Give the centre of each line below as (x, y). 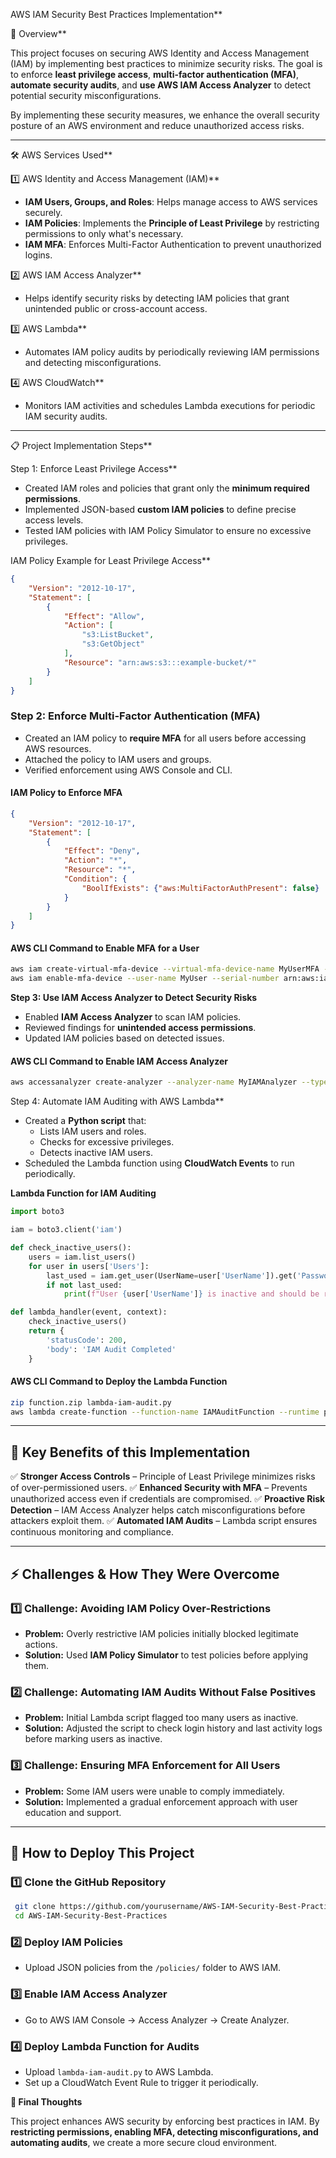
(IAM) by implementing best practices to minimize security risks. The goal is (166, 63)
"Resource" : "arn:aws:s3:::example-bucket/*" (160, 662)
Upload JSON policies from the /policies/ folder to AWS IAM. (153, 1968)
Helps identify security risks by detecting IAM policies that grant (157, 298)
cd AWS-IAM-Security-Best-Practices (91, 1916)
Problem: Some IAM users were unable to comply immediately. (154, 1791)
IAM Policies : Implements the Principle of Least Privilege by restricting (172, 223)
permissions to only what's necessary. (104, 233)
